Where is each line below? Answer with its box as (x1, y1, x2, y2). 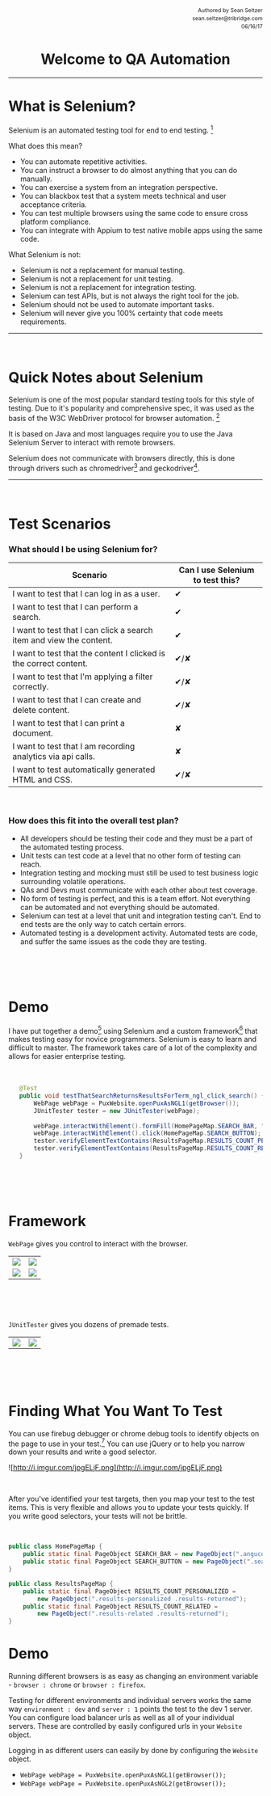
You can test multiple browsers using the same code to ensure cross (19, 208, 248, 217)
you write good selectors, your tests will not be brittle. (8, 1511, 188, 1521)
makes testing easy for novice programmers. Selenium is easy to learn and (8, 1035, 256, 1044)
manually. (19, 174, 52, 183)
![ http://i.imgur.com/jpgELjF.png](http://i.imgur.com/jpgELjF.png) (8, 1463, 223, 1473)
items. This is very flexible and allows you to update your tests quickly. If (8, 1503, 249, 1512)
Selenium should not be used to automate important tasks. (19, 299, 215, 309)
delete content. (12, 705, 70, 716)
